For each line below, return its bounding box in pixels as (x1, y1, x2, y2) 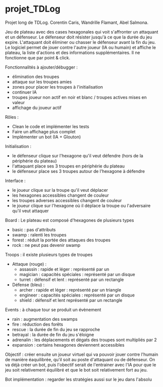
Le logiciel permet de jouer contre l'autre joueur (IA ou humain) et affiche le (5, 44, 156, 50)
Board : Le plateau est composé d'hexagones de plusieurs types (5, 217, 134, 223)
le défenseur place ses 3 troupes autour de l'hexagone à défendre (12, 168, 145, 174)
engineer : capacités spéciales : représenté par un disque (19, 292, 135, 298)
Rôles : (5, 114, 19, 120)
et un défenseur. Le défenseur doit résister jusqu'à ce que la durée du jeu (5, 34, 152, 40)
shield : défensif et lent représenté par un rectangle (19, 297, 123, 303)
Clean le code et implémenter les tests (12, 123, 90, 129)
